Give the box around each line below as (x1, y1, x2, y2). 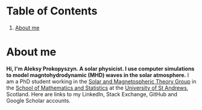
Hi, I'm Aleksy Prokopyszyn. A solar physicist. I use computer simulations (6, 65, 195, 72)
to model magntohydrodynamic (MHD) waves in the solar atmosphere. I (6, 71, 189, 79)
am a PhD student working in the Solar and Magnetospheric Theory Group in (6, 78, 197, 85)
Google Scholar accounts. (6, 97, 71, 104)
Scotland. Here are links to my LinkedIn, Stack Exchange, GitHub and (6, 90, 178, 97)
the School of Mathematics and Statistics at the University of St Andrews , (6, 84, 189, 91)
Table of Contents (6, 4, 98, 18)
